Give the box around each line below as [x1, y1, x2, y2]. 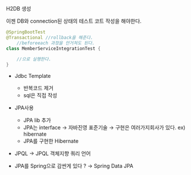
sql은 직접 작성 [23, 92, 57, 99]
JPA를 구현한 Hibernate [23, 138, 79, 145]
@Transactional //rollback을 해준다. [6, 35, 94, 40]
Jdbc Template [14, 73, 51, 80]
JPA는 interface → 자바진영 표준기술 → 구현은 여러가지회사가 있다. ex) [23, 124, 186, 131]
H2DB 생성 [6, 5, 31, 12]
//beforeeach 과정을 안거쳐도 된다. [16, 40, 95, 46]
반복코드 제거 [23, 84, 54, 92]
